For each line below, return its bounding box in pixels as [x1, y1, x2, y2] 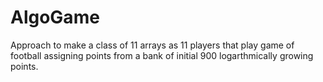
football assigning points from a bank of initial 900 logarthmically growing [10, 49, 314, 61]
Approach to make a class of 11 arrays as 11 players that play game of [10, 39, 295, 51]
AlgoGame [10, 6, 100, 29]
